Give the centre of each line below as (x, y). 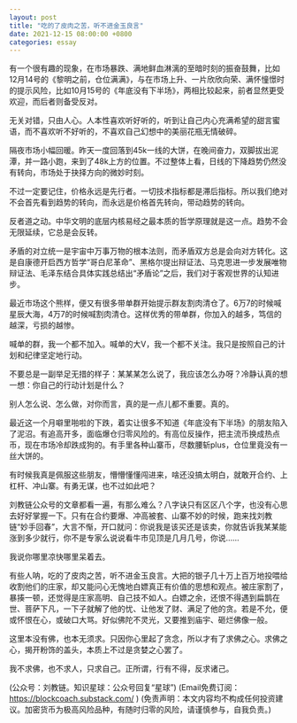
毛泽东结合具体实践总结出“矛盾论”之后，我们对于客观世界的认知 (156, 273)
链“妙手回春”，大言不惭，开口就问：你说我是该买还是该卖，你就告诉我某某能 (148, 527)
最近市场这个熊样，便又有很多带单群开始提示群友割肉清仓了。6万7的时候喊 (145, 303)
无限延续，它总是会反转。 (56, 232)
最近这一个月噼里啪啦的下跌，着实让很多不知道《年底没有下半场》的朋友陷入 (148, 423)
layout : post (33, 17)
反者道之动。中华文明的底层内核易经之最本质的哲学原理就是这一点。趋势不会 (148, 222)
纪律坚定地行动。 (55, 355)
